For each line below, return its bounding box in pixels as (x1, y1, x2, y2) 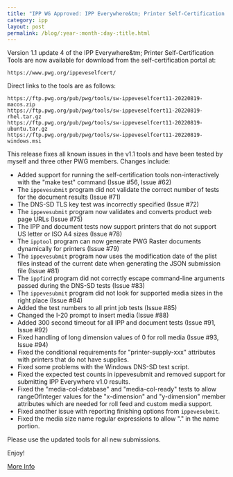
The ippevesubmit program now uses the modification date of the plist (17, 252, 217, 261)
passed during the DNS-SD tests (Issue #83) (17, 282, 146, 290)
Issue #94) (17, 341, 49, 349)
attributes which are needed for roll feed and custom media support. (17, 400, 213, 408)
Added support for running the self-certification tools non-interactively (17, 171, 220, 179)
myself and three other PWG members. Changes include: (7, 157, 171, 165)
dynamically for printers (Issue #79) (17, 245, 120, 253)
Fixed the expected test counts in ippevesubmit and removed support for (17, 370, 226, 379)
